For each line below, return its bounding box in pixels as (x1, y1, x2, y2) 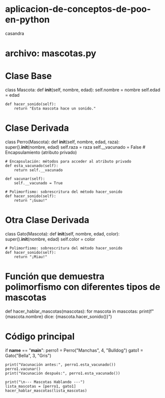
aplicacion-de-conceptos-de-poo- (5, 3, 151, 15)
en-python (5, 14, 50, 25)
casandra (5, 30, 25, 36)
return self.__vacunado (14, 168, 63, 172)
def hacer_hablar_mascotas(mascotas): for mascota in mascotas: (5, 308, 138, 314)
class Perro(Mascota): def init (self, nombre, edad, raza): (5, 139, 120, 145)
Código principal (5, 331, 75, 342)
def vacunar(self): (5, 176, 45, 181)
